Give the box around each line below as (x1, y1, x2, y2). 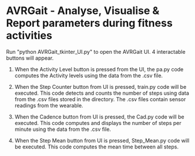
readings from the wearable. (14, 102, 83, 109)
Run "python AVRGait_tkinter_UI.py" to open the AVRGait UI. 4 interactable (6, 48, 186, 55)
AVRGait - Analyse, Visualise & (6, 4, 160, 18)
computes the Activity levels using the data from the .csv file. (14, 72, 163, 79)
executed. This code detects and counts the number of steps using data (14, 89, 190, 96)
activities (6, 29, 53, 42)
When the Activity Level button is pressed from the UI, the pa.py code (14, 65, 184, 72)
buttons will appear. (6, 54, 54, 61)
